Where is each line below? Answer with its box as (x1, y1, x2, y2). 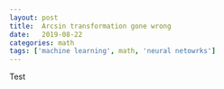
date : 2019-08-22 (9, 30, 83, 39)
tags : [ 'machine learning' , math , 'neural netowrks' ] (9, 47, 217, 56)
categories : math (9, 38, 75, 48)
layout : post (9, 13, 59, 22)
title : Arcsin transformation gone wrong (9, 22, 172, 31)
